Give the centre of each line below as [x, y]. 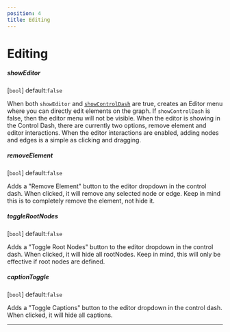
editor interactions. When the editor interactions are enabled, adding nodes [113, 132]
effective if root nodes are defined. [56, 261]
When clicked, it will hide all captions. [60, 315]
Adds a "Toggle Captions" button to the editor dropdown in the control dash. [115, 307]
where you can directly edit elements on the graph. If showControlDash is [109, 111]
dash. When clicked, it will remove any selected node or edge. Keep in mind [114, 193]
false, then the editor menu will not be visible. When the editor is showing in [114, 118]
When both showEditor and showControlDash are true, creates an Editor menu [115, 103]
